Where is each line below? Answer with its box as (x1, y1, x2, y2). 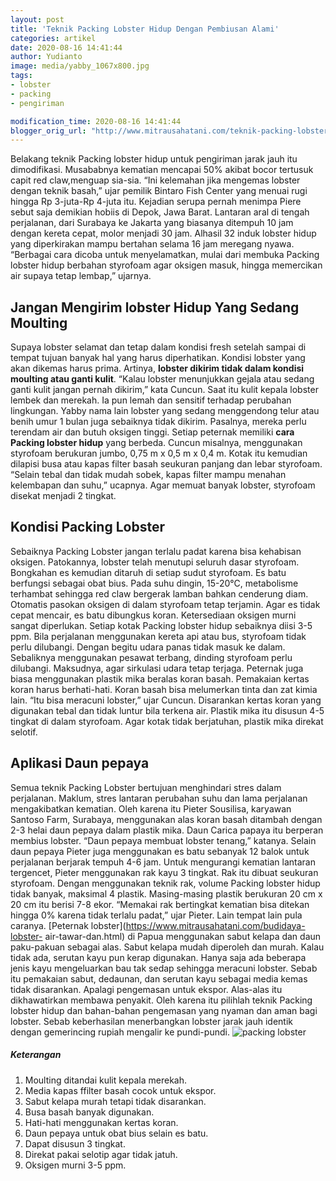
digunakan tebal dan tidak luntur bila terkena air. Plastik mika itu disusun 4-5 (10, 704, 325, 716)
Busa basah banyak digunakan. (24, 1106, 155, 1118)
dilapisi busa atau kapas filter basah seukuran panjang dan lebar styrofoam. (10, 458, 323, 470)
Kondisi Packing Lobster (10, 519, 165, 536)
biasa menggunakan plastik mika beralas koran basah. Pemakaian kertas (10, 672, 310, 685)
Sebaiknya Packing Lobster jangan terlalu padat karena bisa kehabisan (10, 545, 302, 557)
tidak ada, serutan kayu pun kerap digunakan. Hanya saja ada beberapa (10, 951, 307, 963)
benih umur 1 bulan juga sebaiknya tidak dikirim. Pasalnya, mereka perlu (10, 416, 307, 428)
